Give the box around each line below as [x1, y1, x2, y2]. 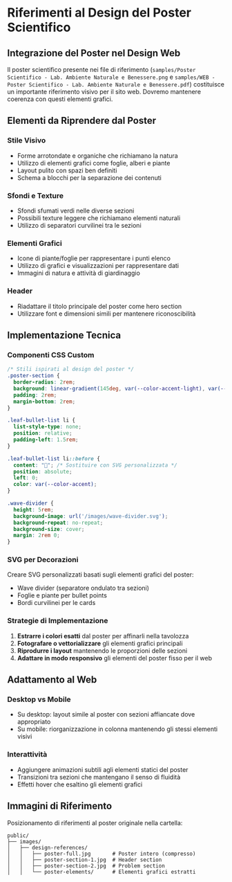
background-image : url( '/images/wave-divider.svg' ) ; [13, 512, 168, 520]
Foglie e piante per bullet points [17, 591, 107, 600]
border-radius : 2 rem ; [13, 379, 76, 386]
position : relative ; [13, 430, 72, 437]
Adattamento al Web [7, 674, 97, 686]
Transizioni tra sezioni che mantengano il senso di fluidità [17, 773, 181, 781]
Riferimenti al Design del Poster [7, 5, 192, 21]
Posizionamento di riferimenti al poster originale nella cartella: [7, 818, 183, 827]
